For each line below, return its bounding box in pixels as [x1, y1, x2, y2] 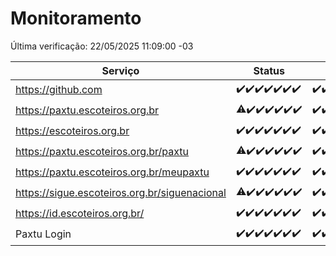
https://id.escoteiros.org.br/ [15, 207, 145, 221]
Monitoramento [10, 7, 142, 30]
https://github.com [15, 83, 103, 97]
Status [253, 63, 285, 77]
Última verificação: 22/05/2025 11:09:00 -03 [10, 40, 194, 52]
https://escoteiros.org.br [15, 124, 130, 138]
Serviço [101, 63, 140, 77]
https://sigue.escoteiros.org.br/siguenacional [15, 186, 227, 200]
